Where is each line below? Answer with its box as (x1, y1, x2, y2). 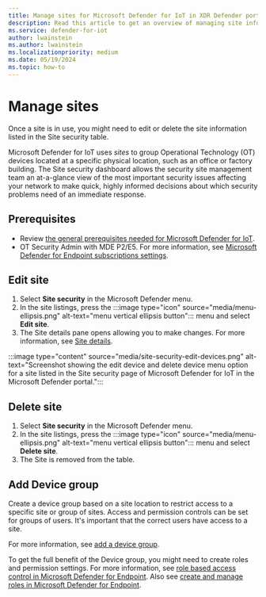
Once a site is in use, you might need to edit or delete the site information (8, 124, 247, 133)
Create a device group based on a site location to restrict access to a (8, 499, 234, 508)
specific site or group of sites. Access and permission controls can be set (8, 507, 249, 516)
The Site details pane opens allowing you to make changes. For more (19, 328, 245, 338)
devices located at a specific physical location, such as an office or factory (8, 155, 253, 165)
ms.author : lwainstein (8, 41, 83, 49)
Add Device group (8, 477, 99, 492)
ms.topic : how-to (8, 63, 66, 71)
